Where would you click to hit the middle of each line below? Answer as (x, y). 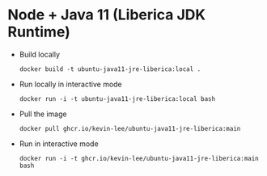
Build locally (40, 54)
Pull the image (43, 114)
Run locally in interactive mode (70, 84)
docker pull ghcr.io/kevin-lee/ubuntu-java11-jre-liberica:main (130, 128)
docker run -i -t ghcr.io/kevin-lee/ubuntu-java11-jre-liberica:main (139, 158)
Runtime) (39, 32)
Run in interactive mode (59, 144)
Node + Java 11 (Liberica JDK (107, 15)
